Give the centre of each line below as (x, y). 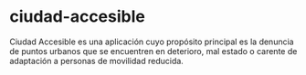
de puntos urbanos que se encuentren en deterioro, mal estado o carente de (153, 51)
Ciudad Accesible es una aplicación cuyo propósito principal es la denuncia (152, 42)
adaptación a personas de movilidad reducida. (97, 61)
